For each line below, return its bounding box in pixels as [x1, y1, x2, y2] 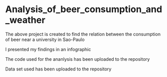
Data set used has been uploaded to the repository [5, 66, 112, 72]
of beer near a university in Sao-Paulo [5, 36, 85, 43]
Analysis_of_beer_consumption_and [5, 4, 162, 15]
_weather [5, 14, 46, 26]
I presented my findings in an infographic [5, 46, 91, 52]
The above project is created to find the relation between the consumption [5, 31, 161, 37]
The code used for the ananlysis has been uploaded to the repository [5, 56, 150, 62]
